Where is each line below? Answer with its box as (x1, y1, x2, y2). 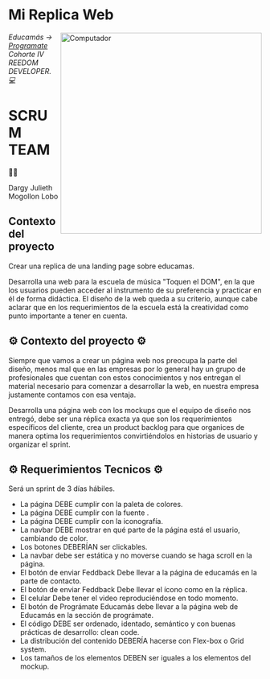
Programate (8, 40, 48, 50)
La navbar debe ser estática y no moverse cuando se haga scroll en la (19, 550, 253, 560)
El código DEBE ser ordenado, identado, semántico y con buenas (19, 619, 235, 628)
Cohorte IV (8, 49, 44, 59)
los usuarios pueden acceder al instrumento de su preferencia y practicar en (8, 285, 262, 295)
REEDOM (8, 58, 39, 67)
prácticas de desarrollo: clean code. (19, 628, 140, 637)
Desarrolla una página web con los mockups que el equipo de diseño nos (8, 405, 252, 415)
